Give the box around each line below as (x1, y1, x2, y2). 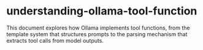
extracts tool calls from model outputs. (6, 37, 104, 44)
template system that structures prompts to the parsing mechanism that (6, 30, 188, 37)
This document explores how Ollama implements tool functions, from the (6, 24, 190, 31)
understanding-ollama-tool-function (6, 4, 197, 18)
